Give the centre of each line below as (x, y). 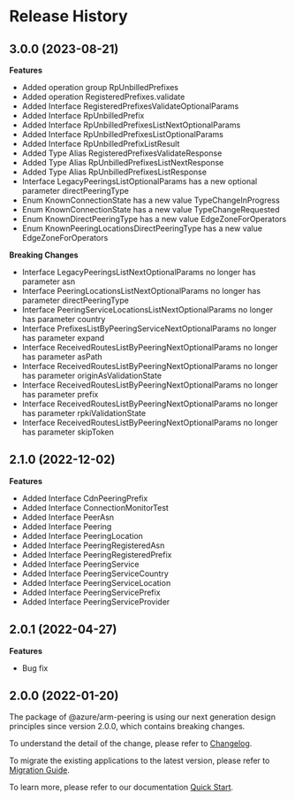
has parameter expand (63, 338)
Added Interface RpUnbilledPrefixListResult (101, 144)
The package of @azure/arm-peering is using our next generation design (143, 717)
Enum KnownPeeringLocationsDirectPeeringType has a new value (142, 228)
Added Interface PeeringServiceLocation (96, 582)
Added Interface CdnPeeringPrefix (85, 498)
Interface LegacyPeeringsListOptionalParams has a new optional (140, 181)
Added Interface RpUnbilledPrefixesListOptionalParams (122, 134)
